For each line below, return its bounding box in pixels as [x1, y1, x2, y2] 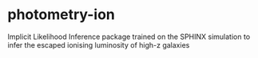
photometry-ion [7, 6, 115, 24]
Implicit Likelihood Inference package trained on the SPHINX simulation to [7, 32, 251, 41]
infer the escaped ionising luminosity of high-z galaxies [7, 40, 190, 49]
